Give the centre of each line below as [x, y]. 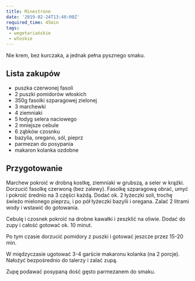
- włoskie [20, 39]
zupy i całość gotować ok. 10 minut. [49, 225]
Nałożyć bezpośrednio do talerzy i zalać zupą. [62, 260]
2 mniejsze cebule [37, 125]
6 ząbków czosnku [37, 131]
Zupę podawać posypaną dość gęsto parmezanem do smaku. [81, 271]
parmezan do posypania [44, 143]
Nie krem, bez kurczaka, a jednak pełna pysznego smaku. [76, 55]
